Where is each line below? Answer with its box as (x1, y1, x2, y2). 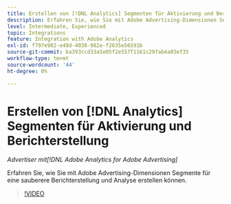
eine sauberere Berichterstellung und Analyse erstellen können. (7, 176, 187, 185)
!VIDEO (23, 190, 45, 198)
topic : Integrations (7, 29, 67, 37)
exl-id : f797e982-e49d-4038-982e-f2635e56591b (7, 42, 143, 49)
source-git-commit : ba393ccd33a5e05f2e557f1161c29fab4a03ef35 (7, 49, 189, 56)
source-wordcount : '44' (7, 61, 76, 68)
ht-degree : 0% (7, 68, 48, 74)
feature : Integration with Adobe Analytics (7, 36, 134, 43)
